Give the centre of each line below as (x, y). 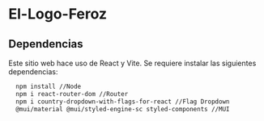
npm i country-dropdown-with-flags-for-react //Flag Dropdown (123, 102)
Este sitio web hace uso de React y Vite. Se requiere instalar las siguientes (132, 63)
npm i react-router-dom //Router (72, 94)
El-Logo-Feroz (58, 14)
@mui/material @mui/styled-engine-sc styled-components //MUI (123, 109)
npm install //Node (49, 86)
